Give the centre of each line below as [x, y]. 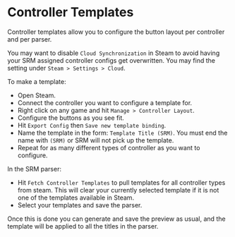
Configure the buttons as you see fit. [71, 118]
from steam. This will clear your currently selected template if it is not [118, 190]
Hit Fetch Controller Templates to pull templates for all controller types [121, 182]
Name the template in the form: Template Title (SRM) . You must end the [122, 133]
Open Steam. [37, 95]
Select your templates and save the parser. [80, 205]
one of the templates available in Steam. [76, 197]
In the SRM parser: [35, 169]
